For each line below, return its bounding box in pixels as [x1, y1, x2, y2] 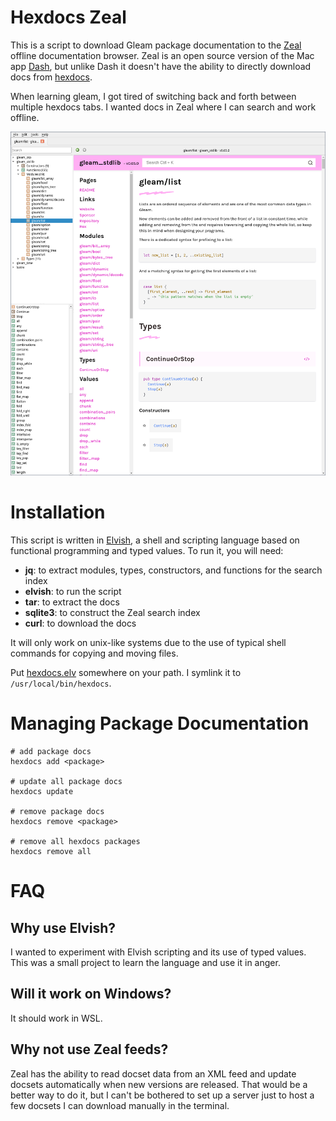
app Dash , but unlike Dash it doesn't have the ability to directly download [10, 60, 312, 72]
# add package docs [10, 747, 92, 757]
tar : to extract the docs [24, 596, 120, 608]
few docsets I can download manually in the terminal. [10, 1099, 230, 1111]
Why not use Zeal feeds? [10, 1041, 169, 1058]
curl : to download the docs [24, 617, 137, 630]
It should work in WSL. [10, 1012, 103, 1024]
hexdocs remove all [10, 847, 92, 857]
